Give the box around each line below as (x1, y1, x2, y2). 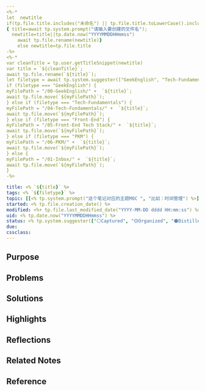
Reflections (6, 334, 51, 345)
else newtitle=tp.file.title (17, 43, 92, 49)
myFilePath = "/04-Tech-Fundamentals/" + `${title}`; (6, 105, 149, 111)
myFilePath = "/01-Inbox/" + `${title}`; (6, 156, 116, 162)
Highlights (6, 314, 47, 325)
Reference (6, 376, 47, 387)
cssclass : (6, 230, 32, 236)
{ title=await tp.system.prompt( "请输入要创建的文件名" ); (6, 26, 148, 32)
